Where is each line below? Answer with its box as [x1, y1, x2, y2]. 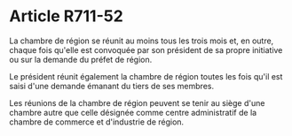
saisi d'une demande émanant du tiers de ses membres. [9, 80, 215, 91]
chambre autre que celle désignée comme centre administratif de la [9, 107, 257, 117]
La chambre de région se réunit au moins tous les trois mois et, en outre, [9, 35, 274, 46]
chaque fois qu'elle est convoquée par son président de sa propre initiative [9, 44, 283, 55]
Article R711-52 [9, 6, 124, 26]
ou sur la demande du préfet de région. [9, 54, 153, 64]
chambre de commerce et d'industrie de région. [9, 117, 185, 127]
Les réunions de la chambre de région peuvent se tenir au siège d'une [9, 97, 265, 108]
